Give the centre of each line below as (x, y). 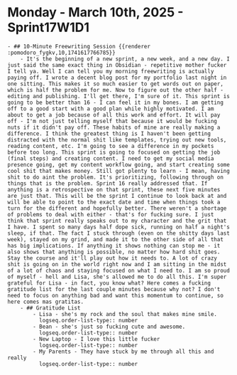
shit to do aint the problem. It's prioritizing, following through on (115, 177)
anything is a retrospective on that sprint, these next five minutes (114, 189)
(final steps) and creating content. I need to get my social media (111, 158)
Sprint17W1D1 (49, 27)
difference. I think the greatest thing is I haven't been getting (109, 133)
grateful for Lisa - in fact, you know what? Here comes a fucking (109, 283)
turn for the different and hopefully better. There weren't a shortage (117, 208)
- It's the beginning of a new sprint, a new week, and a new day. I (125, 59)
